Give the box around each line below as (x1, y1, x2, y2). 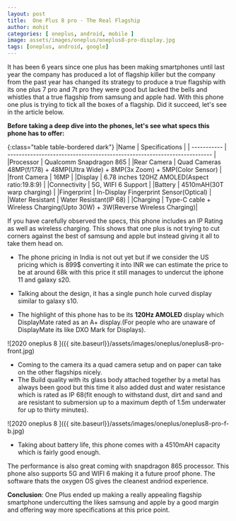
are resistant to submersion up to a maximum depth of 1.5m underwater (17, 398, 226, 406)
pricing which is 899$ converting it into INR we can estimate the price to (17, 260, 228, 269)
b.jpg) (7, 427, 25, 435)
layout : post (7, 10, 46, 18)
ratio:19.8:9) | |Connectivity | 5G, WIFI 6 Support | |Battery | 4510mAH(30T (7, 181, 224, 188)
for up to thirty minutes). (17, 406, 89, 414)
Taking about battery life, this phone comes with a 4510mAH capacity (17, 440, 220, 449)
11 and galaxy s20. (17, 275, 71, 284)
